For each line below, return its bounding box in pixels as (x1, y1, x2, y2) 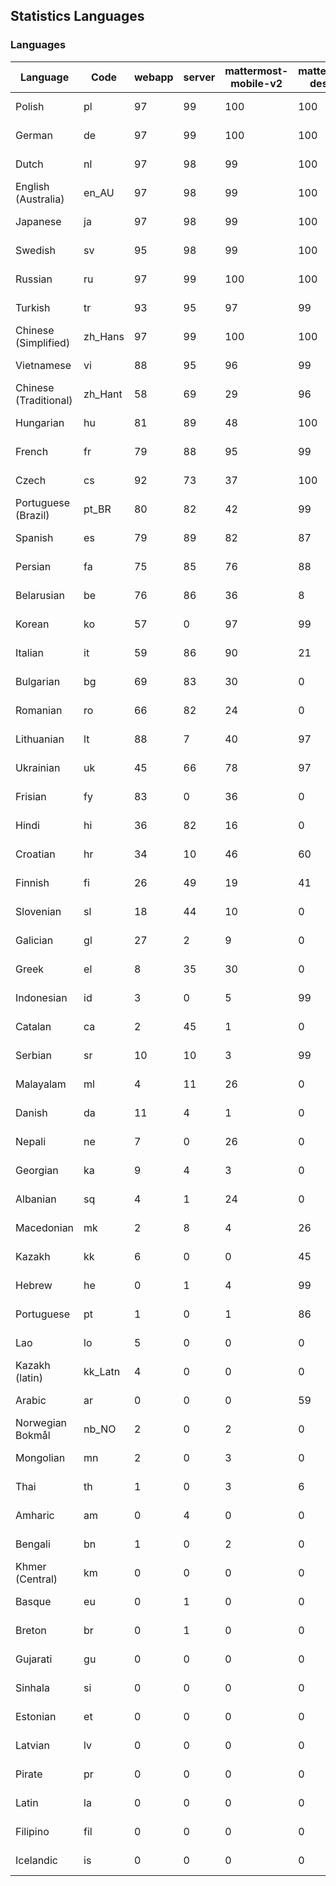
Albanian (15, 1192, 57, 1206)
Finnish (15, 875, 50, 889)
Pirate (15, 1767, 43, 1781)
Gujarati (15, 1652, 53, 1666)
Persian (15, 559, 52, 573)
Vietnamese (15, 358, 72, 372)
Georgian (15, 1163, 59, 1177)
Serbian (15, 1048, 52, 1062)
